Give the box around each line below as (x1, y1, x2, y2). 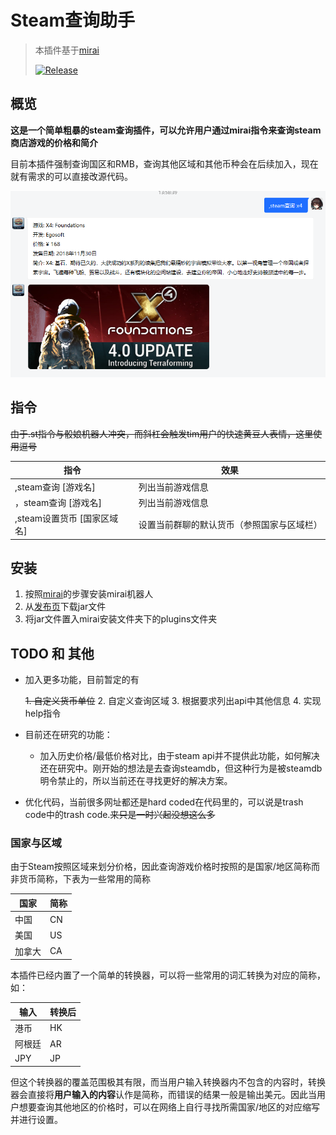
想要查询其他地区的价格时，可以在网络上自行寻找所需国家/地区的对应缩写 (18, 1101, 321, 1113)
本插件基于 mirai (34, 44, 100, 56)
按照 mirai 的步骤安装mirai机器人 (24, 588, 154, 600)
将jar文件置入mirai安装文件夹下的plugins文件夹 (24, 613, 218, 625)
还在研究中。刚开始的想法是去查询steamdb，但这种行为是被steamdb (39, 762, 323, 775)
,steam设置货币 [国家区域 (14, 512, 119, 525)
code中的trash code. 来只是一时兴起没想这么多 (24, 809, 216, 821)
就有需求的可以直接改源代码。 (10, 170, 133, 182)
